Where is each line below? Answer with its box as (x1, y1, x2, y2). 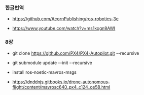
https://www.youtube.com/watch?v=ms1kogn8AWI (12, 26, 116, 32)
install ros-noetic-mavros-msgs (12, 69, 77, 75)
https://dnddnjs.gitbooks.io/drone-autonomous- (12, 79, 110, 85)
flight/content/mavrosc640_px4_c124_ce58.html (12, 84, 110, 90)
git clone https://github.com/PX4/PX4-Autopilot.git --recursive (12, 50, 140, 56)
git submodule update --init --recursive (12, 60, 92, 65)
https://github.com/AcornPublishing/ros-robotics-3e (12, 16, 119, 22)
